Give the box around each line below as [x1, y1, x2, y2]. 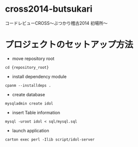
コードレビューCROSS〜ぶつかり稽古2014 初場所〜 [5, 20, 108, 26]
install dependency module [12, 73, 67, 79]
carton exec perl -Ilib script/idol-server [5, 137, 95, 142]
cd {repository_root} [5, 65, 49, 70]
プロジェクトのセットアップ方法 [5, 39, 134, 50]
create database [12, 91, 45, 97]
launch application [12, 127, 50, 133]
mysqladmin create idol [5, 101, 54, 106]
